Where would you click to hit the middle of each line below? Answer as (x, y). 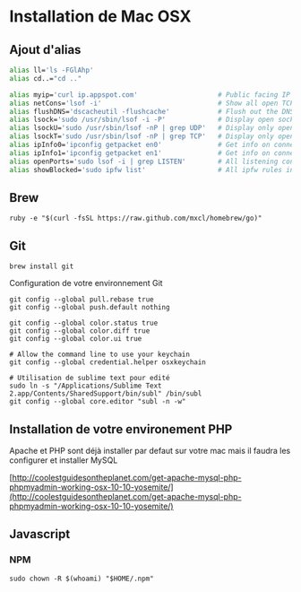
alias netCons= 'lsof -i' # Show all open (144, 103)
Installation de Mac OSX (100, 17)
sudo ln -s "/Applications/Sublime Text (86, 386)
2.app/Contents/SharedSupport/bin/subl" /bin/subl (106, 394)
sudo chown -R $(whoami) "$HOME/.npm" (82, 579)
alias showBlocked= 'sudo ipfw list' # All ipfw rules (146, 170)
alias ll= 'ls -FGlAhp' (52, 70)
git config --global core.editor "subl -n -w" (98, 402)
